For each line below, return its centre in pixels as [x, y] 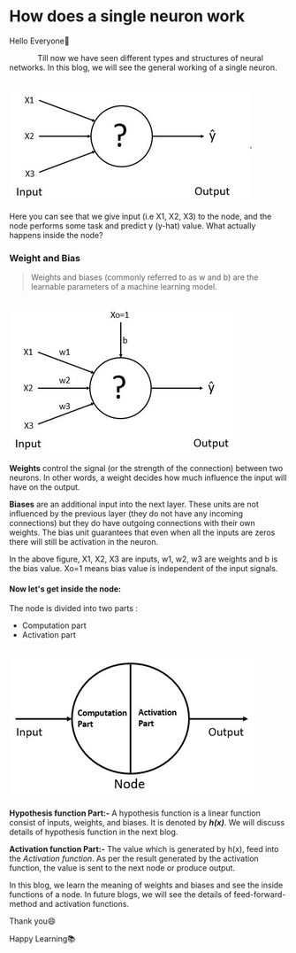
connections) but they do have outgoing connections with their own [133, 523]
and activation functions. [84, 904]
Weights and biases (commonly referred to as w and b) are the [144, 277]
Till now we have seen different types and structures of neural [150, 58]
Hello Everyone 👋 [39, 41]
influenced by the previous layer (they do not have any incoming [126, 514]
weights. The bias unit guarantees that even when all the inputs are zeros [142, 532]
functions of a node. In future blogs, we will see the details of [121, 895]
